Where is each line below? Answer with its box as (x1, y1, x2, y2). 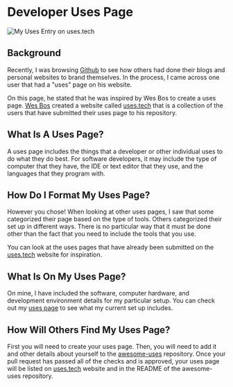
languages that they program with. (7, 169, 105, 178)
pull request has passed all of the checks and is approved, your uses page (7, 357, 220, 365)
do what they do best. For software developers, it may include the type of (7, 154, 217, 163)
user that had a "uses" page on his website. (7, 80, 132, 89)
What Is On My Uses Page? (7, 270, 126, 282)
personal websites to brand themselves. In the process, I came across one (7, 73, 220, 81)
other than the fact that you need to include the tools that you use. (7, 230, 196, 238)
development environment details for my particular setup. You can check (7, 296, 215, 305)
